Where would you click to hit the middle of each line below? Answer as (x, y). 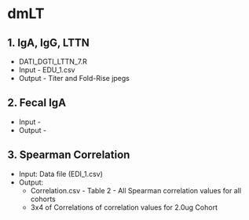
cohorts (43, 199)
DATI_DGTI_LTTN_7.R (53, 61)
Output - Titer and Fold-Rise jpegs (74, 78)
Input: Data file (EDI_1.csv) (61, 174)
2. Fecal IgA (37, 103)
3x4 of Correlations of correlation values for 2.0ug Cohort (124, 207)
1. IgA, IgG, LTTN (48, 43)
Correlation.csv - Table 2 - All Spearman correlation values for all (135, 190)
